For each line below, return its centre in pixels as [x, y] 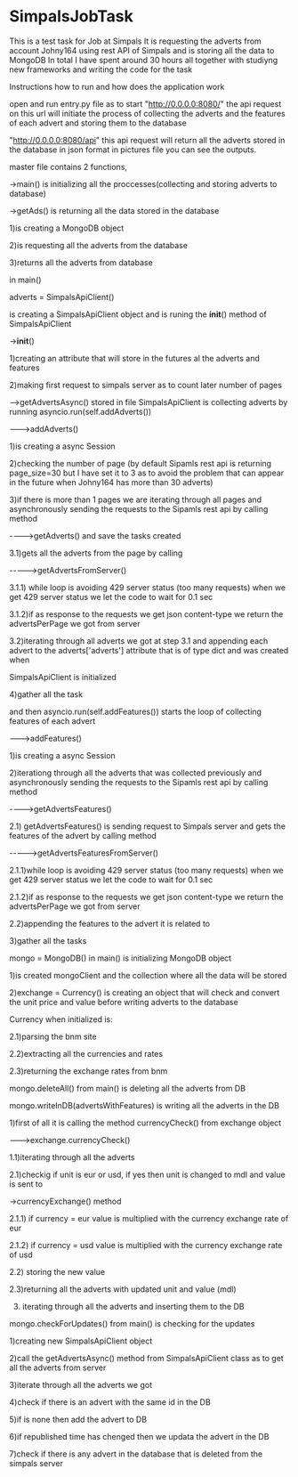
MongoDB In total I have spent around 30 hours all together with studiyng [144, 60]
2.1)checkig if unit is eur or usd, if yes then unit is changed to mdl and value [148, 1174]
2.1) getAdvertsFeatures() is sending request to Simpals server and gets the [148, 826]
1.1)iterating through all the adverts [72, 1157]
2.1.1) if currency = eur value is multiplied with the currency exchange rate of [149, 1218]
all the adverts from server [58, 1367]
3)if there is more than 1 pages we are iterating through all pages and [136, 499]
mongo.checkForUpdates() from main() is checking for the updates [132, 1323]
